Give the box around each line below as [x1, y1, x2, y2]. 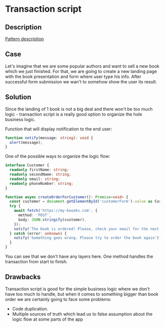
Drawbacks [5, 273, 41, 281]
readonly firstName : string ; [9, 168, 69, 173]
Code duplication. [12, 305, 48, 312]
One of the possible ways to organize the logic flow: [5, 153, 110, 159]
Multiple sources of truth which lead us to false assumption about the [12, 311, 153, 317]
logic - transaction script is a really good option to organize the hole [5, 111, 142, 117]
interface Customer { [5, 163, 50, 168]
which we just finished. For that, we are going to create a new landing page [5, 68, 157, 74]
